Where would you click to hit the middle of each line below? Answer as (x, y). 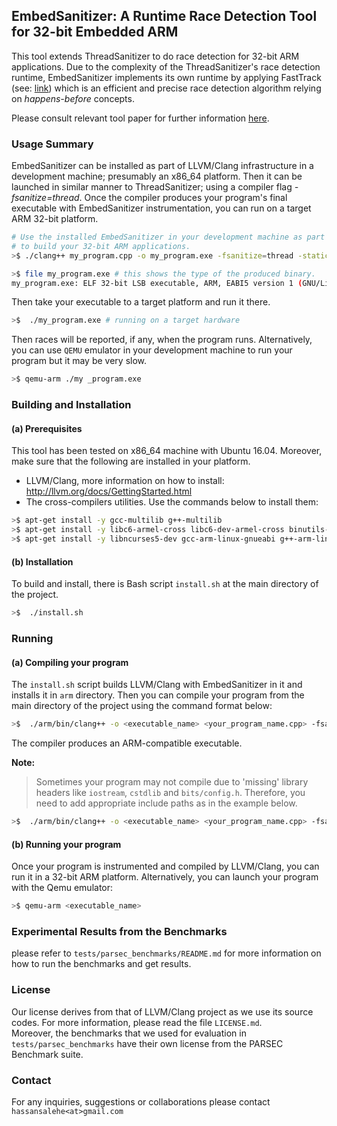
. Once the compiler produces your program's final (183, 198)
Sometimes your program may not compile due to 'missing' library (172, 782)
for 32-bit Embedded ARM (95, 32)
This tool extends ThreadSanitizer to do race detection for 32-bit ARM (155, 56)
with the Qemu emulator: (62, 888)
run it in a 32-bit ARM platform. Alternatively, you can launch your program (165, 877)
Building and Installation (71, 405)
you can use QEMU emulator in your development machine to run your (152, 350)
